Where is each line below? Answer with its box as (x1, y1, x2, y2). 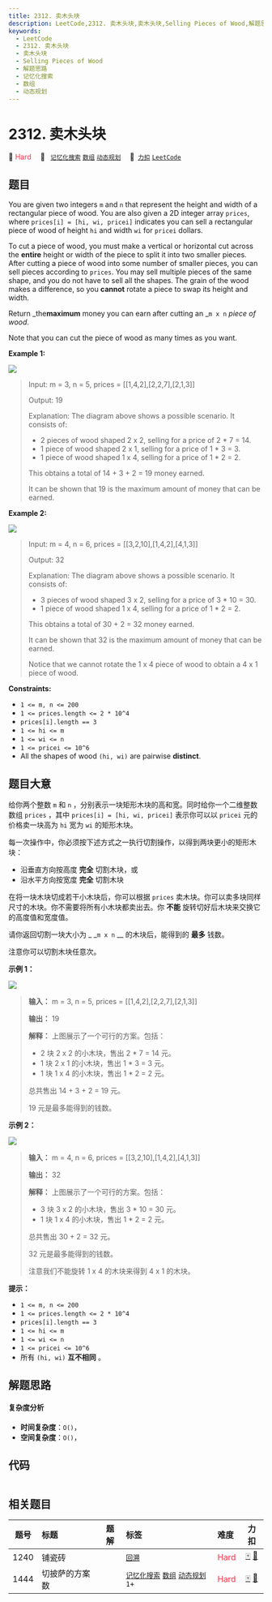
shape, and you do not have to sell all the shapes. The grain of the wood (8, 276, 249, 286)
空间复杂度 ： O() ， (19, 1432, 82, 1442)
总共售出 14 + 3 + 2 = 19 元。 (28, 1085, 125, 1095)
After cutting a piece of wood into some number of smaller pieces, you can (8, 259, 258, 268)
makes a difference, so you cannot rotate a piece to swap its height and (8, 285, 249, 294)
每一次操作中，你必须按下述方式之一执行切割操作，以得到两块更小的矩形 (8, 837, 249, 847)
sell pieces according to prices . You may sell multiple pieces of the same (8, 267, 253, 277)
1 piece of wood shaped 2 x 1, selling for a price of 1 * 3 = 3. (40, 444, 241, 454)
